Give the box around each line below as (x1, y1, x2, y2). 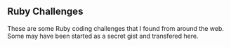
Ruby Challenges (7, 6, 84, 18)
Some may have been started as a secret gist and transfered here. (7, 32, 199, 40)
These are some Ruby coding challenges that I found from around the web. (7, 24, 225, 32)
